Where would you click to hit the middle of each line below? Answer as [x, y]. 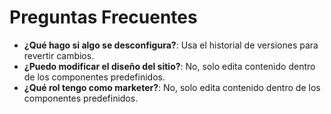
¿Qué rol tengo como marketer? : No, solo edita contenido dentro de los [172, 87]
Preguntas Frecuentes [103, 17]
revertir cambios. [59, 55]
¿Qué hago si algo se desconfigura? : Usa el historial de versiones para [171, 45]
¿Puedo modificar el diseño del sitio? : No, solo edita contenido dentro [169, 66]
